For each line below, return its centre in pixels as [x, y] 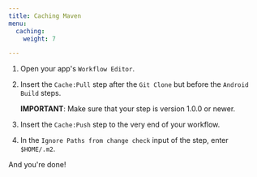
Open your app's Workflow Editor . [77, 69]
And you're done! [37, 165]
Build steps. [41, 93]
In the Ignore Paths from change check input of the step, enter [124, 140]
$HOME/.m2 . [38, 149]
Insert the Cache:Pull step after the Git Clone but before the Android [134, 84]
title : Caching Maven [45, 16]
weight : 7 [40, 39]
